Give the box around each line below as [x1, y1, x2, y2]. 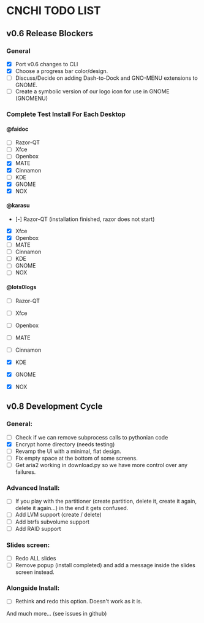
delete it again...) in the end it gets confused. [15, 505, 129, 512]
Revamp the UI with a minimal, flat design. [15, 447, 121, 455]
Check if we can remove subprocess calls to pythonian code [15, 433, 168, 441]
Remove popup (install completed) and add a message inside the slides [15, 562, 196, 568]
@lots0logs [6, 283, 37, 290]
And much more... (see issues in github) [6, 610, 107, 617]
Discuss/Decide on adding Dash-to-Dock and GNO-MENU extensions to [15, 74, 198, 82]
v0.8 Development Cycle [6, 401, 103, 412]
